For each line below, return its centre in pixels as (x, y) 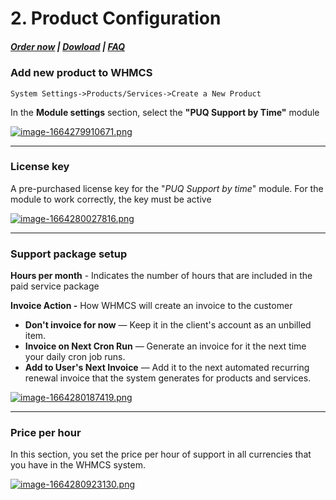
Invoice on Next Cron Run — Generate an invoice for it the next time (165, 346)
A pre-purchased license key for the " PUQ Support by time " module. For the (167, 188)
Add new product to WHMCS (81, 73)
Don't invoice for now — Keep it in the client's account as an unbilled (168, 325)
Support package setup (69, 254)
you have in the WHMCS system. (78, 465)
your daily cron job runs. (75, 357)
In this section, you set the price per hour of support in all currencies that (161, 454)
